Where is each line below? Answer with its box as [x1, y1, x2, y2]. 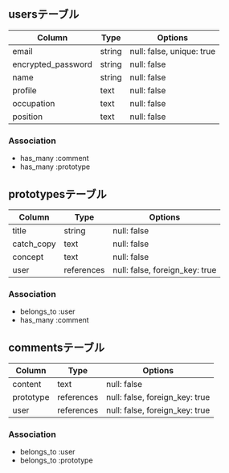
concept [12, 251, 44, 262]
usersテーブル [8, 7, 80, 22]
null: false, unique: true [129, 45, 215, 56]
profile [12, 84, 38, 96]
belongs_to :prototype [19, 455, 94, 465]
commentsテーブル [8, 340, 105, 354]
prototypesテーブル [8, 187, 107, 201]
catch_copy [12, 238, 56, 249]
